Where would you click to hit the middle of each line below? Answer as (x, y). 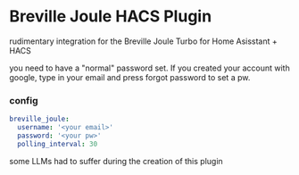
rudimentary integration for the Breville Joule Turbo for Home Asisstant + (144, 41)
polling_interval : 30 (58, 144)
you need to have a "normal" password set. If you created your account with (149, 68)
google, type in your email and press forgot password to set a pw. (130, 77)
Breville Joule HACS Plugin (111, 17)
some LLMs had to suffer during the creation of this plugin (116, 161)
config (24, 100)
